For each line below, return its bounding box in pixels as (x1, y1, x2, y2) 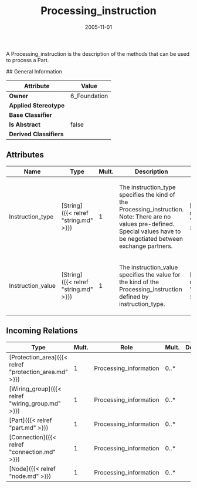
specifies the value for (119, 270, 181, 278)
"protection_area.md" (9, 368, 69, 376)
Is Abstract (9, 120, 41, 129)
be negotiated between (119, 234, 184, 243)
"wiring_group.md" (9, 399, 62, 408)
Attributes (6, 150, 44, 160)
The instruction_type (119, 183, 176, 191)
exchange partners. (119, 242, 173, 250)
